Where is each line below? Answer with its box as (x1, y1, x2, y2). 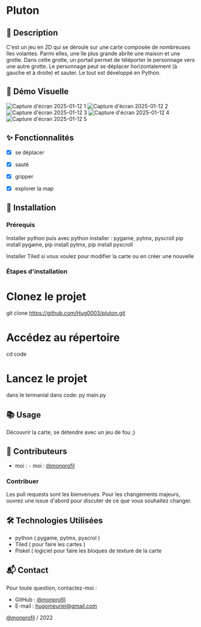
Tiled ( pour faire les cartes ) (14, 541, 86, 548)
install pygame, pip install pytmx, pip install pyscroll (6, 241, 133, 248)
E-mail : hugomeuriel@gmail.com (14, 602, 97, 610)
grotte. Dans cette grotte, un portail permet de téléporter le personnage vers (6, 57, 195, 63)
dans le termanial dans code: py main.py (6, 392, 106, 399)
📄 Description (6, 28, 58, 38)
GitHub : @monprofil (14, 596, 66, 603)
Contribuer (6, 477, 39, 485)
